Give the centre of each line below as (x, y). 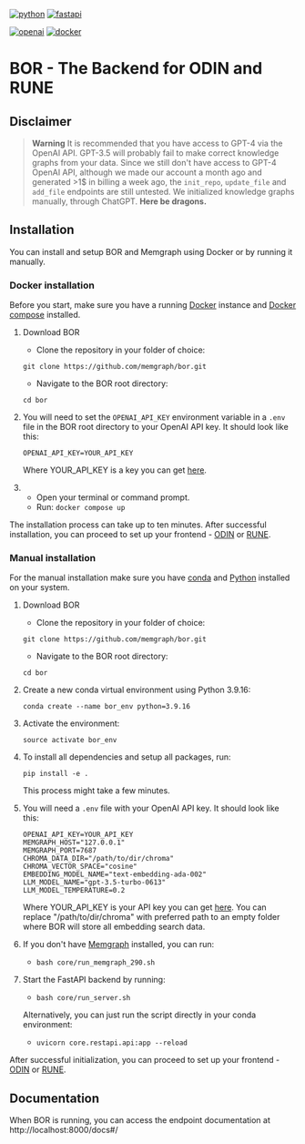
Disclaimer (41, 122)
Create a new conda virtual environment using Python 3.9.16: (137, 690)
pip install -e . (56, 774)
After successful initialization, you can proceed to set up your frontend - (145, 1060)
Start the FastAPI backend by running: (94, 980)
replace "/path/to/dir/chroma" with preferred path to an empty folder (151, 917)
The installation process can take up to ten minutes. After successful (138, 525)
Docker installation (52, 285)
